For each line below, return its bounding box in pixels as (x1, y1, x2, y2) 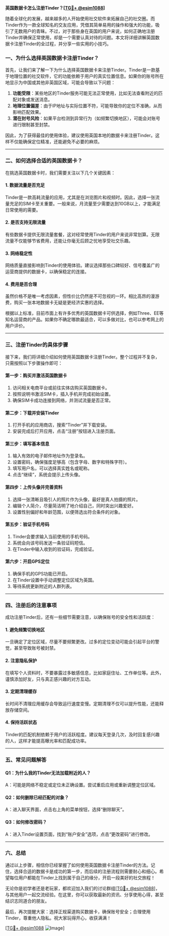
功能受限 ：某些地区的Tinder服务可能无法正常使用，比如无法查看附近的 (12, 90, 158, 96)
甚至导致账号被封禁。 (14, 645, 58, 651)
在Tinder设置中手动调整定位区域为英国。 (12, 577, 97, 583)
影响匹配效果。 (12, 109, 44, 115)
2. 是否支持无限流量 (5, 219, 46, 226)
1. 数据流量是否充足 (5, 182, 45, 188)
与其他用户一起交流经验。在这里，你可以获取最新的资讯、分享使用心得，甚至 (5, 891, 164, 898)
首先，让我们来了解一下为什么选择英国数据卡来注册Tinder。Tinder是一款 (5, 67, 156, 73)
